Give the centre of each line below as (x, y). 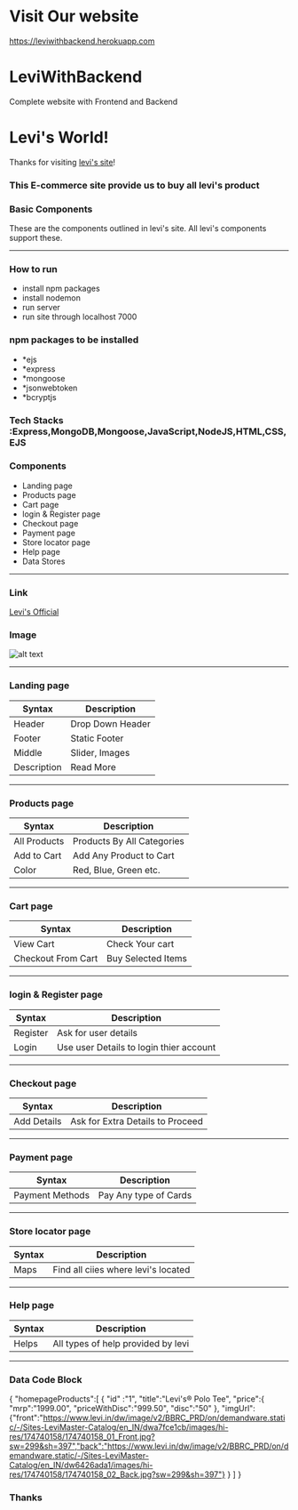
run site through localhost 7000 (79, 317)
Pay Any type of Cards (145, 1195)
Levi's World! (59, 137)
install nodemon (51, 298)
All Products (39, 841)
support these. (36, 238)
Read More (94, 767)
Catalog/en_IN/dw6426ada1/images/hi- (81, 1466)
